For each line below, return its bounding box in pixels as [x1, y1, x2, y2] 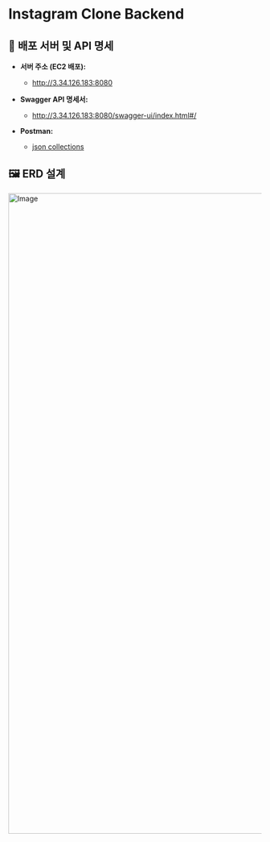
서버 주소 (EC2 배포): [19, 62, 86, 71]
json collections [31, 142, 84, 151]
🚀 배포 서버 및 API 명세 [8, 39, 114, 52]
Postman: [19, 127, 54, 135]
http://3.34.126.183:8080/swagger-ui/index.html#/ [31, 110, 197, 120]
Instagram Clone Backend [8, 5, 185, 23]
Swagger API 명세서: [19, 94, 88, 104]
